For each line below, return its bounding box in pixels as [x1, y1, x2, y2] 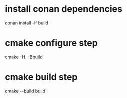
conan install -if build [5, 20, 49, 26]
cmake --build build [5, 88, 46, 94]
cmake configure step [5, 37, 98, 49]
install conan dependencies [5, 3, 122, 15]
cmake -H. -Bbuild [5, 54, 43, 60]
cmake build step [5, 71, 78, 83]
